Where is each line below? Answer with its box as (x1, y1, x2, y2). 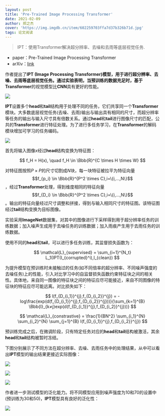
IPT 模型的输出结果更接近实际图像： (9, 352, 81, 357)
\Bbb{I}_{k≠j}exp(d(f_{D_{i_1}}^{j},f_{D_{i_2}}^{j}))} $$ (28, 304, 137, 309)
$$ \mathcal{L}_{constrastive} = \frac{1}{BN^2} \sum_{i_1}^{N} (19, 313, 146, 319)
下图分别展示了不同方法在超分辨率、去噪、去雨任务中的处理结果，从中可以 (5, 345, 156, 351)
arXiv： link (12, 61, 34, 66)
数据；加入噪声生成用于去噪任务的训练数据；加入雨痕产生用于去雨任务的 (9, 223, 156, 229)
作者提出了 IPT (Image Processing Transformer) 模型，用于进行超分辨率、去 (5, 71, 159, 77)
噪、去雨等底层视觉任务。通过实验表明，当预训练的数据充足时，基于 (5, 77, 143, 83)
